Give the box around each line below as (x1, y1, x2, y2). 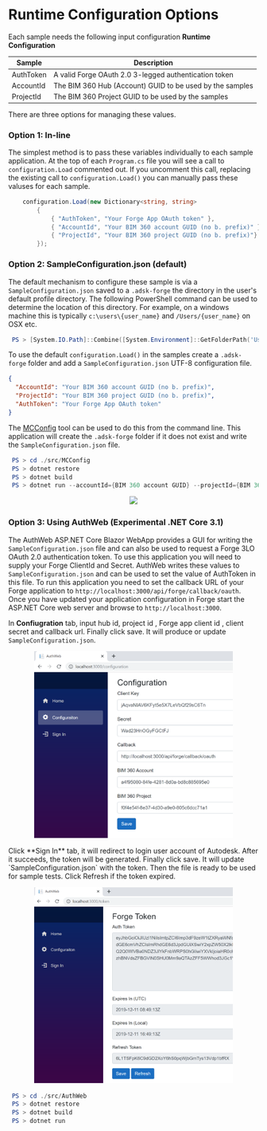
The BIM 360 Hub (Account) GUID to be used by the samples (52, 81, 253, 90)
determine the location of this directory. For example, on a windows (8, 302, 230, 312)
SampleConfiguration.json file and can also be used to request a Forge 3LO (8, 544, 256, 553)
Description (133, 58, 173, 68)
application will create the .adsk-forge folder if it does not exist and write (8, 431, 248, 441)
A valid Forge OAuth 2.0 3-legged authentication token (52, 69, 234, 79)
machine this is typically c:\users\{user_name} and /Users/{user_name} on (8, 311, 251, 320)
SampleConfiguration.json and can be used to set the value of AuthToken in (8, 568, 256, 579)
